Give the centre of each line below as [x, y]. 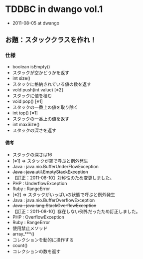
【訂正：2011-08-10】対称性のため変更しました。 [63, 178]
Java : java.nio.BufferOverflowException [54, 200]
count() [20, 245]
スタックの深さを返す [34, 130]
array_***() [23, 234]
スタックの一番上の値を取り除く [45, 107]
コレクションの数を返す [36, 251]
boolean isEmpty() [31, 66]
